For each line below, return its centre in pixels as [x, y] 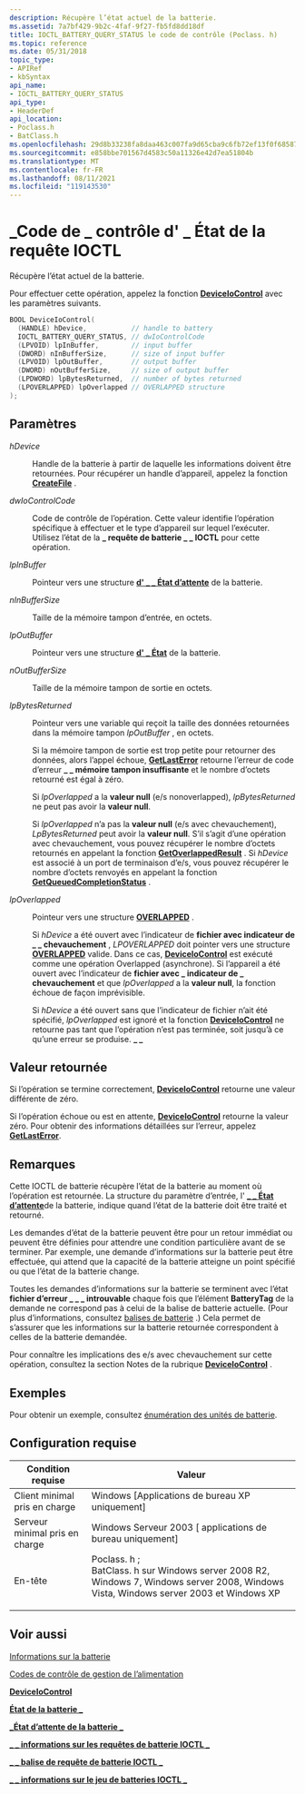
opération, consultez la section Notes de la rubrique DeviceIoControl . [141, 1365]
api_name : [28, 85]
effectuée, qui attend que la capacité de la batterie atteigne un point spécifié [152, 1262]
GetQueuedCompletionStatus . [92, 882]
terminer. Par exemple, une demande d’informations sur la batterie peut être [151, 1252]
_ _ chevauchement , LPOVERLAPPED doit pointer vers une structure [161, 944]
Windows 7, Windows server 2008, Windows [187, 1582]
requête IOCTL [66, 251]
